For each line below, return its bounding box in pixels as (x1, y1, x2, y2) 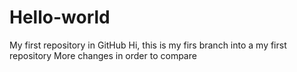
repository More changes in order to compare (9, 49, 197, 61)
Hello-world (9, 6, 111, 29)
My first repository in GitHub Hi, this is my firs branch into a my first (9, 39, 287, 51)
